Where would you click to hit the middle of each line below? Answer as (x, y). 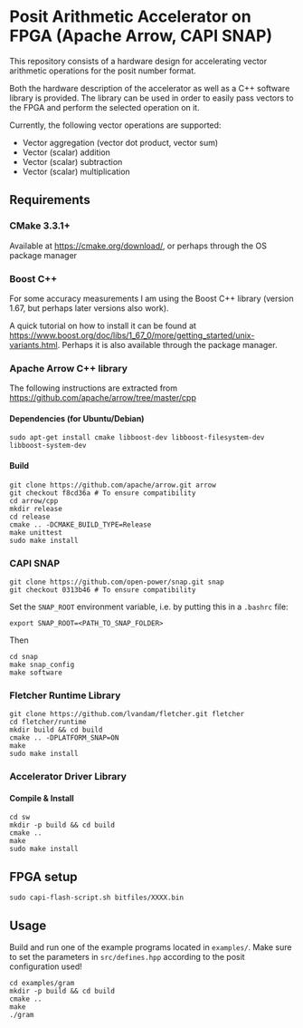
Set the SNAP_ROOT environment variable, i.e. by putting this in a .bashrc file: (149, 606)
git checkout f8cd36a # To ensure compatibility (103, 493)
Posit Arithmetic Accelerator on (130, 17)
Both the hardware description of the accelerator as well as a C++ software (150, 88)
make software (36, 673)
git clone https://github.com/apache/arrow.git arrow (113, 485)
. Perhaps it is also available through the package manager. (167, 344)
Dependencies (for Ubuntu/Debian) (77, 418)
